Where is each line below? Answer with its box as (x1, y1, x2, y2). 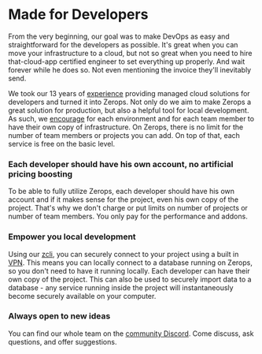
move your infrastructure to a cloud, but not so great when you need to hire (8, 48, 253, 58)
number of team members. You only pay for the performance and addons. (8, 211, 248, 222)
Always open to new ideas (8, 311, 111, 322)
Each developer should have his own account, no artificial (8, 158, 234, 170)
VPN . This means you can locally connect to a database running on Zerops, (8, 258, 253, 267)
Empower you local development (8, 231, 136, 242)
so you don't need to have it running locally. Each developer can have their (8, 266, 250, 275)
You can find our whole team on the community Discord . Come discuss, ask (8, 329, 254, 338)
